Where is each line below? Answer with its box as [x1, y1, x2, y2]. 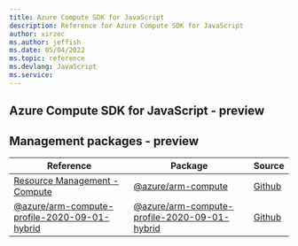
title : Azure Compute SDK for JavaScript [9, 12, 165, 22]
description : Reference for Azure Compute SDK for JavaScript [9, 21, 244, 30]
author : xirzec [9, 29, 66, 38]
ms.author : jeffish [9, 37, 82, 47]
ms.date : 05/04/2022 [9, 46, 86, 55]
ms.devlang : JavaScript [9, 63, 98, 72]
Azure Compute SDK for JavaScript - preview [9, 104, 265, 119]
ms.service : [9, 71, 53, 80]
